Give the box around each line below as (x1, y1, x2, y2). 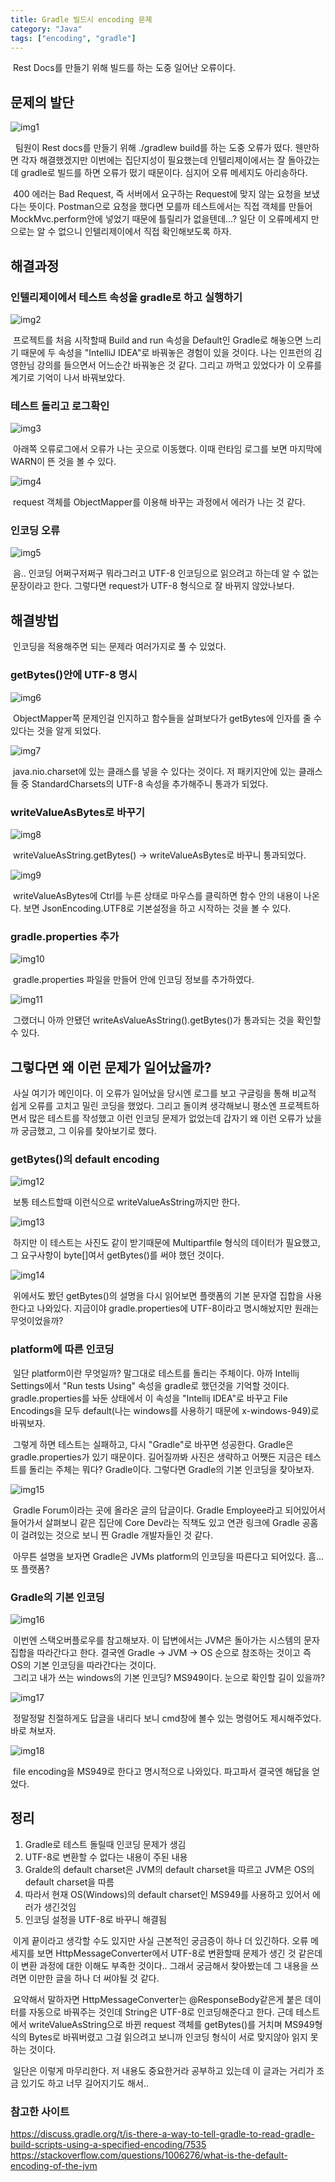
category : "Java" (10, 24, 83, 34)
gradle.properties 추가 (10, 929, 120, 943)
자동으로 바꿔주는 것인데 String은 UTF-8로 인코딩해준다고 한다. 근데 (28, 2006, 294, 2018)
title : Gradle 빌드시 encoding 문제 (10, 14, 153, 25)
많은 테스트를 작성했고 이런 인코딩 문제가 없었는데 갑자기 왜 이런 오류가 (28, 1112, 304, 1124)
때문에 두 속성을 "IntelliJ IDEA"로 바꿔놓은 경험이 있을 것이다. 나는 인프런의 (20, 346, 312, 358)
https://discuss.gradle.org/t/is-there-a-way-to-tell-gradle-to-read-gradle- (10, 2127, 315, 2140)
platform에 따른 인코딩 (10, 1342, 115, 1356)
